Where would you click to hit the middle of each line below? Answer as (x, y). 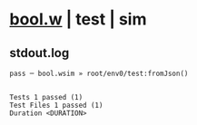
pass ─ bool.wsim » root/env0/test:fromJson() (99, 73)
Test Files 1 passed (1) (56, 105)
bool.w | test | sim (78, 19)
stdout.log (39, 53)
